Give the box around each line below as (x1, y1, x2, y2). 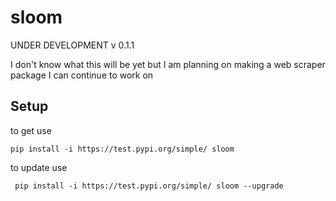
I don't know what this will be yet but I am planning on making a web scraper (10, 58, 326, 70)
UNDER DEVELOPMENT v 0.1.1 (10, 39, 135, 51)
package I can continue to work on (10, 69, 154, 81)
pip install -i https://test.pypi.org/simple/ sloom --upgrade (14, 181, 284, 191)
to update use (10, 161, 68, 173)
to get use (10, 124, 52, 136)
